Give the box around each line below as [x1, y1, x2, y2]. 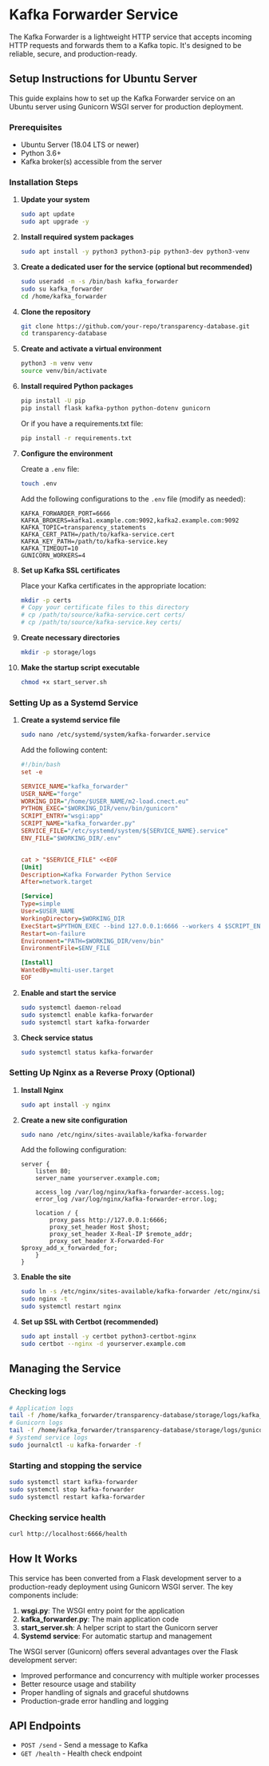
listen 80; [35, 1167, 72, 1175]
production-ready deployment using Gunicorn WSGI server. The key [9, 1582, 234, 1591]
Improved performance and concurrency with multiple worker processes [20, 1670, 260, 1680]
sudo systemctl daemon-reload [20, 1004, 122, 1012]
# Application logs [9, 1404, 74, 1412]
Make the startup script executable [20, 663, 140, 672]
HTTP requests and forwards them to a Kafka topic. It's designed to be [9, 40, 242, 49]
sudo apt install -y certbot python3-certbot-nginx [20, 1332, 196, 1340]
